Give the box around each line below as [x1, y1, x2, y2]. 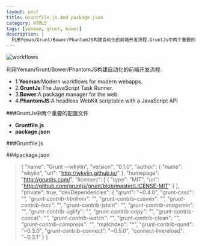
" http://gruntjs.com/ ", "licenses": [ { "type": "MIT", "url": [20, 176, 160, 183]
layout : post [6, 8, 39, 15]
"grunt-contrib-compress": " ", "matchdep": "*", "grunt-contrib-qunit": [20, 221, 194, 228]
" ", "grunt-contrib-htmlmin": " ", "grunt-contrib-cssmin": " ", [20, 195, 167, 202]
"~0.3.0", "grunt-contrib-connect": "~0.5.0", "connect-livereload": [20, 227, 185, 234]
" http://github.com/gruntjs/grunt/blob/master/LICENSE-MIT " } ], [20, 182, 180, 189]
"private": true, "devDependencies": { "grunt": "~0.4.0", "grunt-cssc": [20, 189, 194, 196]
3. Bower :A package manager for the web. [14, 91, 119, 98]
